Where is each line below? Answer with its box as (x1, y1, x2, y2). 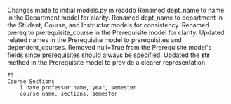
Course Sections (7, 78, 55, 85)
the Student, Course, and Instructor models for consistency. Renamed (7, 21, 209, 29)
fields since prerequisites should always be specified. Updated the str (7, 51, 210, 59)
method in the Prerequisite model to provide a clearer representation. (7, 58, 207, 66)
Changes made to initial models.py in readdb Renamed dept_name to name (7, 6, 225, 14)
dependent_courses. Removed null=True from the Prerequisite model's (7, 44, 212, 51)
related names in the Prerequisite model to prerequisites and (7, 36, 183, 44)
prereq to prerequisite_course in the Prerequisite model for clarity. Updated (7, 28, 225, 37)
